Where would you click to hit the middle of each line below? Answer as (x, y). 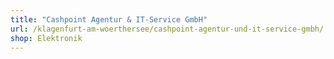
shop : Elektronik (46, 38)
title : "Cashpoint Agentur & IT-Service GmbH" (109, 19)
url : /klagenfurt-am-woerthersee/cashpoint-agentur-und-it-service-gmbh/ (167, 29)
